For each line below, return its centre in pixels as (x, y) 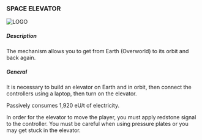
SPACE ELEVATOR (34, 9)
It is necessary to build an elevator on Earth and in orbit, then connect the (99, 87)
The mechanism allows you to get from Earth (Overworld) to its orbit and (98, 51)
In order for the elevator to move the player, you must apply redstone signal (101, 117)
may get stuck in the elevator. (43, 130)
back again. (21, 58)
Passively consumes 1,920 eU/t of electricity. (63, 106)
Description (22, 35)
